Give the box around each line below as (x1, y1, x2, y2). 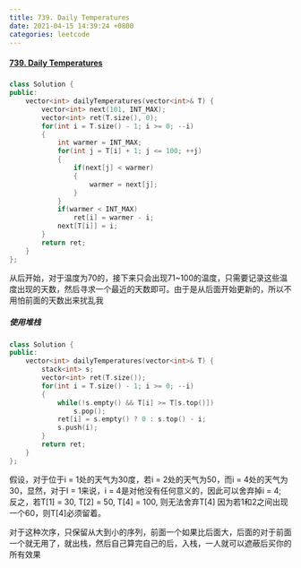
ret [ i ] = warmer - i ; (73, 213, 154, 222)
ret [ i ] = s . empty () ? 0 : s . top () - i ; (56, 415, 207, 424)
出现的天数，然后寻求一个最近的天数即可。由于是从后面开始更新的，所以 (16, 283, 284, 294)
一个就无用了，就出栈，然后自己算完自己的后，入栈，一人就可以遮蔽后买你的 (9, 538, 292, 548)
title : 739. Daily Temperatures (9, 13, 130, 22)
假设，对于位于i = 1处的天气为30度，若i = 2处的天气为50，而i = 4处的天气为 (9, 474, 288, 485)
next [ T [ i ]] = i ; (56, 221, 118, 231)
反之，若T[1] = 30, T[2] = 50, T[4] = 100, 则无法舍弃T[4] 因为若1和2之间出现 (9, 496, 288, 507)
